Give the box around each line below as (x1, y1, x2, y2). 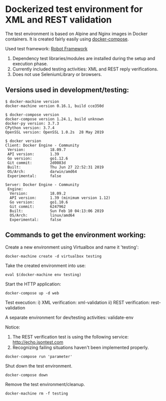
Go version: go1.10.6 (9, 199, 68, 204)
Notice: (5, 324, 20, 330)
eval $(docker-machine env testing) (5, 272, 81, 277)
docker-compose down (5, 372, 48, 377)
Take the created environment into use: (5, 262, 86, 268)
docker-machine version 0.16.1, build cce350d (5, 103, 104, 108)
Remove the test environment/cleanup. (5, 381, 85, 387)
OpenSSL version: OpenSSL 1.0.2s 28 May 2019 (5, 129, 104, 134)
